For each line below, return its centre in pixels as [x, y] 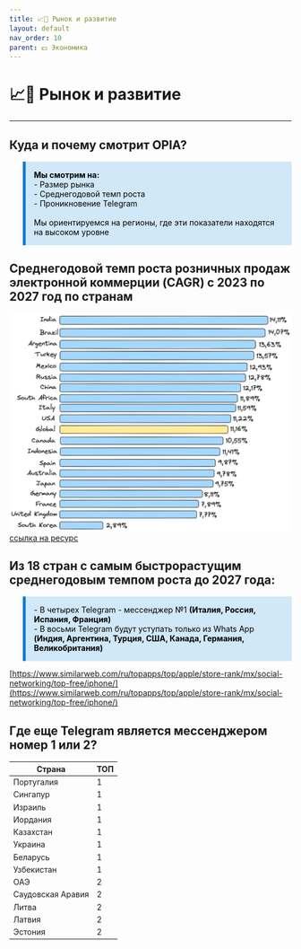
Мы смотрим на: [67, 175]
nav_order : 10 [36, 38]
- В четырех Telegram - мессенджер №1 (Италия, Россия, [145, 610]
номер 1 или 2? [53, 745]
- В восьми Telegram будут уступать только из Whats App [144, 629]
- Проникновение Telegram [86, 203]
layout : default [39, 28]
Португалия [36, 782]
